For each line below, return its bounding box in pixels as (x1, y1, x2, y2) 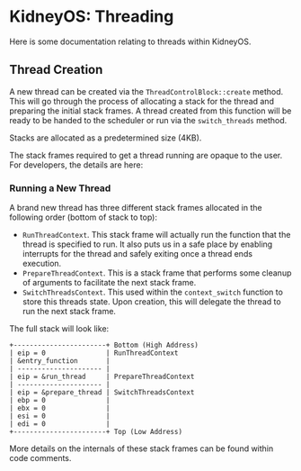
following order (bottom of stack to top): (9, 212, 157, 222)
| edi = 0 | (9, 420, 111, 429)
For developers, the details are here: (9, 159, 144, 170)
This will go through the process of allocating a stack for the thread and (9, 95, 274, 106)
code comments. (9, 453, 72, 464)
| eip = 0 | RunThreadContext (9, 349, 179, 358)
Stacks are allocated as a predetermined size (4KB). (9, 132, 202, 143)
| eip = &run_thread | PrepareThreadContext (9, 372, 195, 382)
